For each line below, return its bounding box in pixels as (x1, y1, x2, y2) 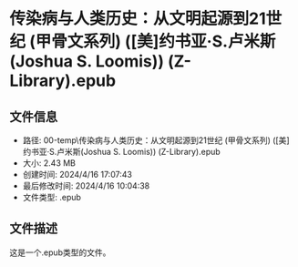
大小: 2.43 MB (22, 158, 76, 169)
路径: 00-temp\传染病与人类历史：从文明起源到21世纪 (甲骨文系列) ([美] (22, 135, 290, 146)
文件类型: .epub (22, 192, 82, 202)
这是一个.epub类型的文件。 (9, 247, 111, 258)
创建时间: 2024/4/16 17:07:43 (22, 169, 132, 180)
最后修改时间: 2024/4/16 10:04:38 (22, 180, 150, 191)
